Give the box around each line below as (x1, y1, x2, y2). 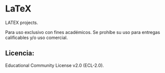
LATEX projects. (5, 19, 38, 25)
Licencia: (5, 49, 34, 57)
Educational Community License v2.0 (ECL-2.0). (5, 62, 104, 68)
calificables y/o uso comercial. (5, 34, 68, 40)
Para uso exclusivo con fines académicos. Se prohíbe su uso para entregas (5, 29, 160, 35)
